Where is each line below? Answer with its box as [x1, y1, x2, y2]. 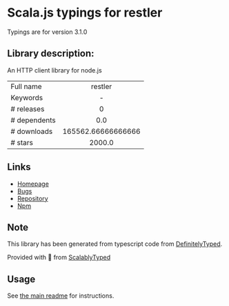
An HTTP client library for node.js [7, 66, 102, 74]
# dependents [10, 115, 57, 125]
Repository [17, 194, 48, 202]
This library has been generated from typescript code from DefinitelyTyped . [7, 240, 223, 248]
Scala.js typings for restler [7, 5, 163, 21]
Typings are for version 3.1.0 [7, 28, 88, 36]
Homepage [17, 180, 50, 188]
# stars [10, 137, 33, 147]
